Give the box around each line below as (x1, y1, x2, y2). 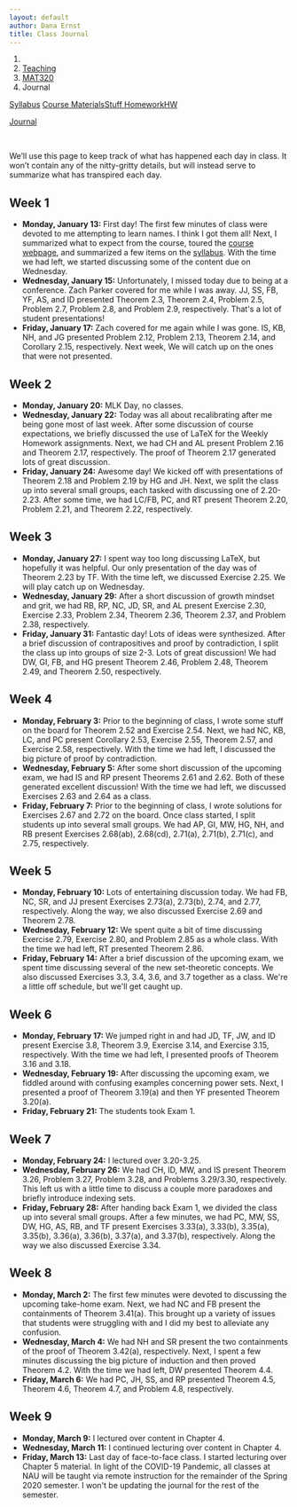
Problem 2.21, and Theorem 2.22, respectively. (21, 504, 193, 514)
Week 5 (9, 864, 51, 879)
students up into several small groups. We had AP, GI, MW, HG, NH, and (21, 819, 285, 829)
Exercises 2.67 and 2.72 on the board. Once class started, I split (21, 809, 255, 820)
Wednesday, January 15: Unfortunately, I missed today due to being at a (21, 276, 288, 286)
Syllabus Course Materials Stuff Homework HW (9, 99, 178, 110)
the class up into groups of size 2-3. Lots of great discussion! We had (21, 647, 277, 657)
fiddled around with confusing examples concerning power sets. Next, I (21, 1078, 284, 1088)
